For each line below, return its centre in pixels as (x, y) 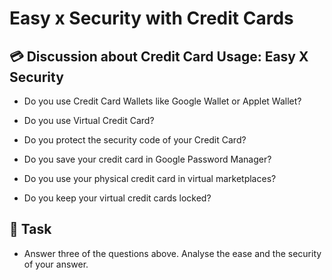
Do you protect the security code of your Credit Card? (135, 140)
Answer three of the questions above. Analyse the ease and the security (172, 253)
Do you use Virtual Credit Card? (89, 120)
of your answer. (56, 264)
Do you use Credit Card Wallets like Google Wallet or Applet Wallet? (162, 101)
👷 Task (30, 229)
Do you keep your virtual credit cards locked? (117, 198)
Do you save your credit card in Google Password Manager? (147, 159)
